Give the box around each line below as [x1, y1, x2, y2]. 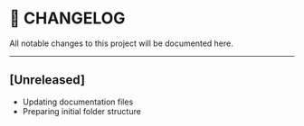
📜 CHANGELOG [9, 8, 126, 29]
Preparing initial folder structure [22, 105, 142, 116]
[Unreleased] [9, 72, 86, 88]
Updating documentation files [22, 96, 134, 107]
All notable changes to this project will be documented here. [9, 38, 233, 49]
